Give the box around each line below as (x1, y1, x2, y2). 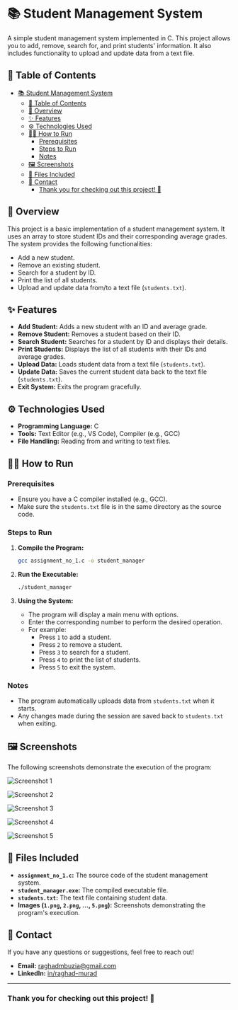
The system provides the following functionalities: (7, 239, 153, 248)
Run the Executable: (17, 570, 79, 579)
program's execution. (17, 908, 80, 917)
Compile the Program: (17, 544, 84, 552)
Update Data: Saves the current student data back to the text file (17, 367, 208, 376)
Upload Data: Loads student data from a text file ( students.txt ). (17, 360, 205, 369)
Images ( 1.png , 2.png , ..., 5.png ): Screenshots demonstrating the (17, 900, 206, 909)
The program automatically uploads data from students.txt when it (17, 696, 215, 705)
